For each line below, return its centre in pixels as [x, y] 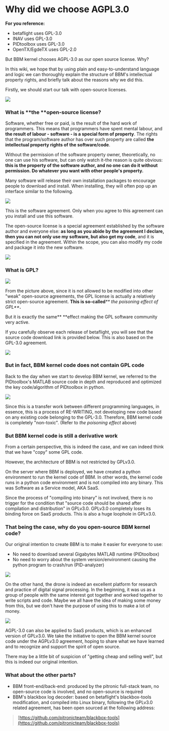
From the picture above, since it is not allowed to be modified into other [79, 290]
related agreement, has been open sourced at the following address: [84, 708]
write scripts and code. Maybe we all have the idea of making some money [83, 600]
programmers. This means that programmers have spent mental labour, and [84, 129]
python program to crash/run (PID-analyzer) [58, 565]
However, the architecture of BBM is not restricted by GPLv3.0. [70, 462]
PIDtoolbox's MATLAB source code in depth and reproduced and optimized [83, 382]
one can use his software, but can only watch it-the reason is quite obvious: [84, 160]
